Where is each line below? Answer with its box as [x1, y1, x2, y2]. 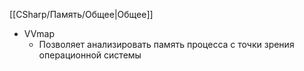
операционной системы [38, 49, 142, 61]
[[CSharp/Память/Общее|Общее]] [9, 9, 154, 20]
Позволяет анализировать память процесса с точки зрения [38, 39, 295, 50]
